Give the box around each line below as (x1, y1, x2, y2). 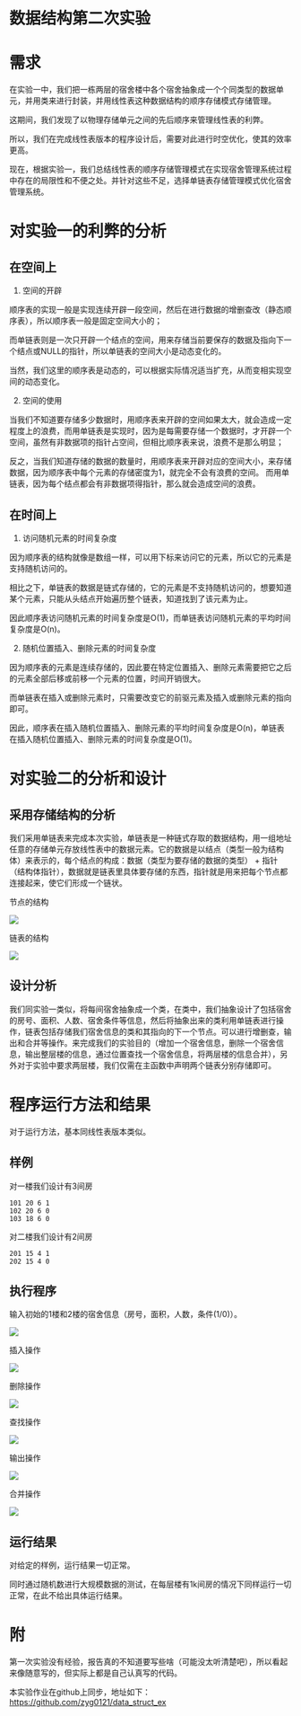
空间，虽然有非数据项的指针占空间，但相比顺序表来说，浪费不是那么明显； (9, 437, 284, 447)
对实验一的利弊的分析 (9, 221, 168, 242)
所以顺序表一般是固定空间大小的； (36, 315, 163, 326)
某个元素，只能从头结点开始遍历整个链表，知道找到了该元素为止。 (9, 593, 253, 604)
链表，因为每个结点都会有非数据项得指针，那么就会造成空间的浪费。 (9, 478, 261, 490)
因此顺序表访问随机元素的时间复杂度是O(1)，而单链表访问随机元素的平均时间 (9, 612, 291, 623)
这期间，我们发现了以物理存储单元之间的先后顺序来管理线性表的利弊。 (9, 114, 269, 126)
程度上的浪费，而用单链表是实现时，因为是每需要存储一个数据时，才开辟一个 (9, 426, 292, 437)
